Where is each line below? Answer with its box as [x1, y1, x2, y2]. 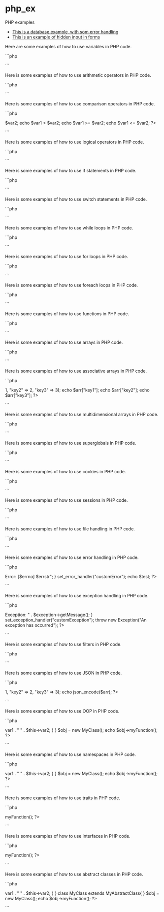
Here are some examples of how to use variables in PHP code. [5, 43, 132, 49]
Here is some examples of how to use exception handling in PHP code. [5, 592, 149, 598]
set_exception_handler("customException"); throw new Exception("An [5, 617, 147, 623]
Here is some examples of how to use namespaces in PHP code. [5, 751, 136, 757]
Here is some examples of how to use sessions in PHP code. [5, 497, 128, 503]
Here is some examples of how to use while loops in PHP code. [5, 225, 133, 230]
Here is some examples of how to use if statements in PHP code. [5, 167, 136, 173]
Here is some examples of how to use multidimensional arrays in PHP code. [5, 411, 159, 417]
